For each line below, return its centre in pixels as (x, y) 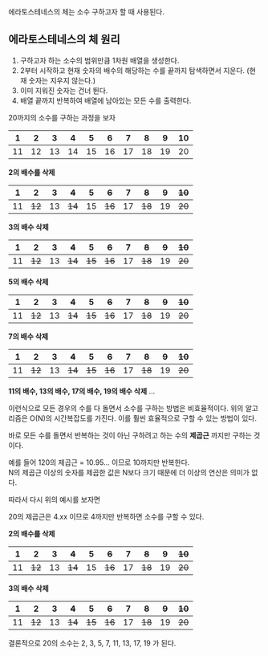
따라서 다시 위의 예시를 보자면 (55, 499)
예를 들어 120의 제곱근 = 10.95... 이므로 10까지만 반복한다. (99, 462)
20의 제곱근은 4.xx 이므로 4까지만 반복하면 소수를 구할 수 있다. (106, 516)
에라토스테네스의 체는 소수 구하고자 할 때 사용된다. (87, 12)
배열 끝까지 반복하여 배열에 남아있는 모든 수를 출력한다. (106, 100)
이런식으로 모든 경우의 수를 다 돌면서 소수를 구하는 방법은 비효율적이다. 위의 (126, 408)
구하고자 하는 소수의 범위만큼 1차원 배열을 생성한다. (99, 60)
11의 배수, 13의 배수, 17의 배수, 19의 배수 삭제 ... (82, 391)
